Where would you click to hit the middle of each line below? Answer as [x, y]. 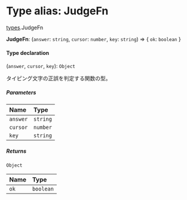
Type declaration [28, 53]
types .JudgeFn [25, 27]
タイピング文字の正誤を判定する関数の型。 [59, 78]
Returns [16, 151]
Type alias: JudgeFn [57, 11]
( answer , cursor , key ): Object [41, 66]
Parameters [21, 92]
